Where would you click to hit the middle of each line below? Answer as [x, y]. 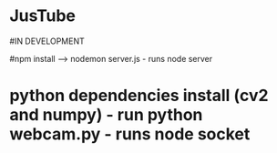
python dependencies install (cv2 [139, 96]
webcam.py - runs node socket [130, 134]
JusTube [42, 16]
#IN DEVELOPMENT [47, 41]
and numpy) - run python [106, 115]
